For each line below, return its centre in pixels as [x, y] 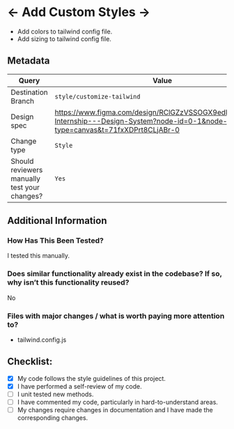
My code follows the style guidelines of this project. [91, 378]
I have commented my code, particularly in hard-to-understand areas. [117, 402]
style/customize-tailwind [97, 96]
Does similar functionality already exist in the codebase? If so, [115, 274]
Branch [23, 100]
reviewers [27, 170]
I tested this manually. [39, 256]
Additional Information [57, 221]
